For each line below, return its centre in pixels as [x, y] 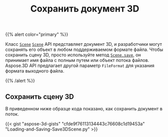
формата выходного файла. [35, 71]
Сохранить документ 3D [85, 9]
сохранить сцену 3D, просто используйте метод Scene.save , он [73, 55]
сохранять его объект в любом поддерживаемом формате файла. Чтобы [84, 50]
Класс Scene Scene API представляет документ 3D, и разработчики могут [84, 44]
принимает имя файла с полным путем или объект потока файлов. [77, 60]
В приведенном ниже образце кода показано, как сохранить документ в [84, 109]
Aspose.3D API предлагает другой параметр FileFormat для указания [80, 65]
